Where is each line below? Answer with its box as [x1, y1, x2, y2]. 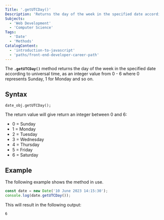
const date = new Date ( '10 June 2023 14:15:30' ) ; [5, 188, 108, 193]
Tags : [5, 30, 16, 35]
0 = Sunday [12, 121, 36, 127]
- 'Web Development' [9, 20, 51, 26]
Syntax [5, 90, 27, 98]
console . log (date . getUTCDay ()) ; [5, 193, 71, 198]
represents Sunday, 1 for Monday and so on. [5, 76, 94, 82]
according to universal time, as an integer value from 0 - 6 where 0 [5, 71, 140, 77]
